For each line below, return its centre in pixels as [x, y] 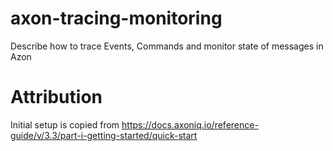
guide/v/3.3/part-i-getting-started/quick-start [104, 135]
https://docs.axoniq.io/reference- [190, 124]
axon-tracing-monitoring [116, 18]
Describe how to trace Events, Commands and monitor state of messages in [167, 46]
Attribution [56, 97]
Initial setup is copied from [65, 124]
